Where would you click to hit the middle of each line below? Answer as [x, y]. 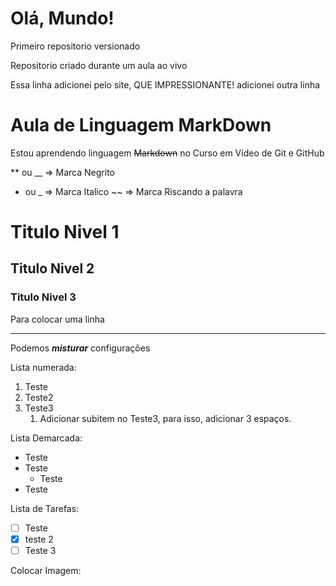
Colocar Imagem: [46, 570]
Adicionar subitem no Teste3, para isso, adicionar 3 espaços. [165, 418]
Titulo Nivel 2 [52, 268]
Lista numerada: [43, 367]
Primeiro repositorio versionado [75, 46]
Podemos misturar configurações [80, 348]
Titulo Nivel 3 [43, 297]
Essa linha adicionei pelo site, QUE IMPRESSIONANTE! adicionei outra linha [165, 84]
